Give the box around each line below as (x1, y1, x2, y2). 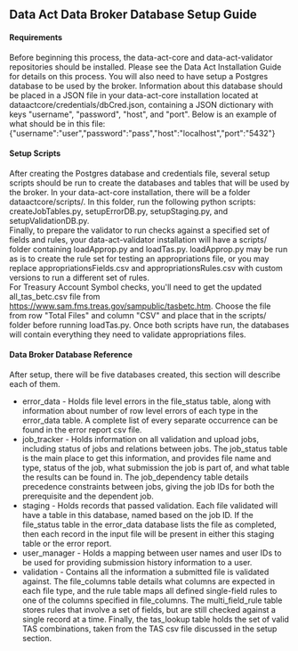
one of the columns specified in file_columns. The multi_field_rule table (21, 595, 283, 606)
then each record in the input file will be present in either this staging (21, 529, 275, 539)
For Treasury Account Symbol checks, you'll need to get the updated (9, 281, 262, 293)
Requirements (9, 31, 63, 43)
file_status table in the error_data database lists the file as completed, (21, 519, 278, 530)
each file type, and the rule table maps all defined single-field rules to (21, 586, 278, 596)
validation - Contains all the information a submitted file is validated (21, 566, 270, 577)
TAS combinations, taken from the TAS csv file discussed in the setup (21, 623, 278, 634)
